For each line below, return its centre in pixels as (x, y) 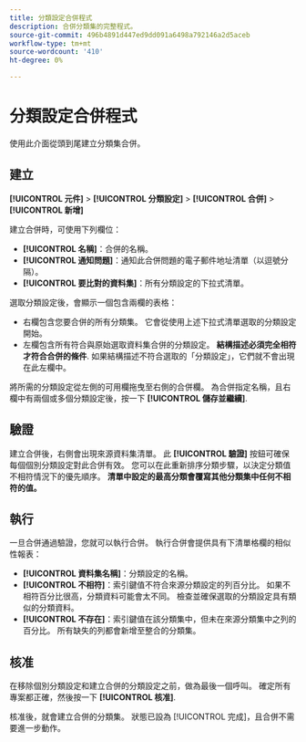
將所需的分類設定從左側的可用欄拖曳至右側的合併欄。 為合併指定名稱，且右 (150, 387)
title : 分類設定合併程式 (51, 18)
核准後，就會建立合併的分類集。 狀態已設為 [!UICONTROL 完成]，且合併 (144, 716)
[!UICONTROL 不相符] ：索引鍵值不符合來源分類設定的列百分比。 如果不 (157, 585)
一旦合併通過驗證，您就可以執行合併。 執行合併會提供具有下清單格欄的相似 (150, 543)
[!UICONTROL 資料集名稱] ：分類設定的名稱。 (107, 574)
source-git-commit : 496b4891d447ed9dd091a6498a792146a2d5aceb (130, 35)
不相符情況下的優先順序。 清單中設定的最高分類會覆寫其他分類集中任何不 (146, 476)
